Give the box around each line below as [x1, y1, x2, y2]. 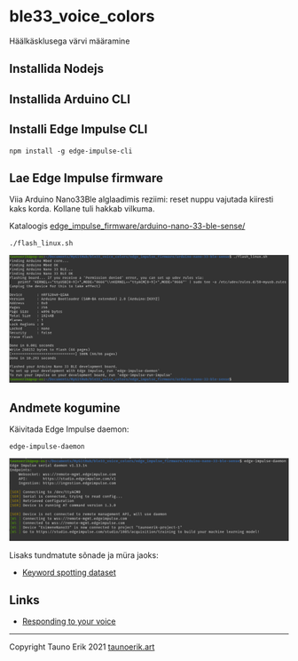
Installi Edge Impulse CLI [9, 122, 148, 137]
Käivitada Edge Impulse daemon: [9, 424, 129, 434]
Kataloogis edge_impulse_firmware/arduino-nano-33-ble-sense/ [9, 220, 246, 232]
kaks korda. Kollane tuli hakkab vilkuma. [9, 203, 155, 214]
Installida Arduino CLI [9, 92, 131, 107]
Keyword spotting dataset [21, 567, 117, 577]
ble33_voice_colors [9, 6, 155, 27]
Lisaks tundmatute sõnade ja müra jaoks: [9, 549, 159, 561]
